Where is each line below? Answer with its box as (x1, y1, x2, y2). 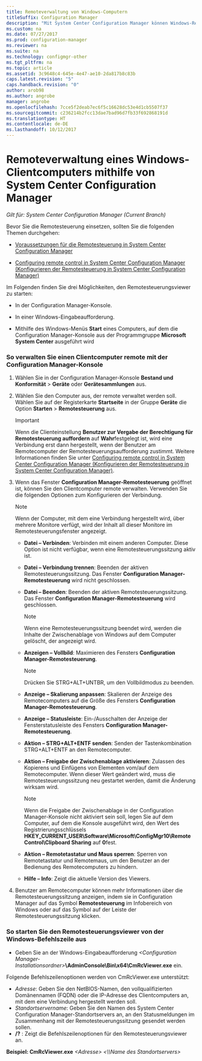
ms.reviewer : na (6, 43, 47, 49)
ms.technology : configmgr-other (6, 54, 87, 60)
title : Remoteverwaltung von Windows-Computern (6, 8, 128, 15)
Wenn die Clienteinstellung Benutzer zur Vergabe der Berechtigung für (14, 429, 194, 436)
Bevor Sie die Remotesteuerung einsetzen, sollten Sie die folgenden (6, 223, 174, 230)
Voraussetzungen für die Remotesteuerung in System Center (14, 241, 167, 248)
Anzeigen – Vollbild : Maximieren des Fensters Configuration (23, 649, 176, 657)
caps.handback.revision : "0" (6, 82, 79, 88)
